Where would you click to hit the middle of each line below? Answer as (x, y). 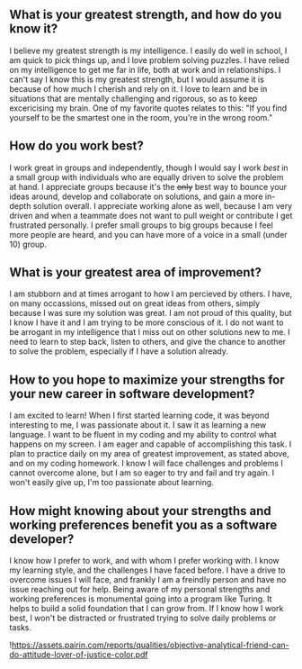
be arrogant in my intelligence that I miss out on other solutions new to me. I (150, 332)
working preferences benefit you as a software (143, 524)
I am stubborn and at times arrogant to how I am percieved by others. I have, (151, 294)
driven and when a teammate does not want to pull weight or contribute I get (151, 215)
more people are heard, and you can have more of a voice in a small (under (148, 234)
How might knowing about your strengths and (140, 511)
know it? (34, 29)
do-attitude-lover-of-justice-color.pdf (79, 655)
